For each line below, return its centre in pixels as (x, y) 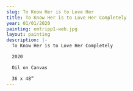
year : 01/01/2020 (28, 23)
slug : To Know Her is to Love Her (50, 12)
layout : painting (28, 35)
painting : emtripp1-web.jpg (42, 29)
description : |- (27, 40)
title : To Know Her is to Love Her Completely (66, 18)
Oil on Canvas (30, 67)
